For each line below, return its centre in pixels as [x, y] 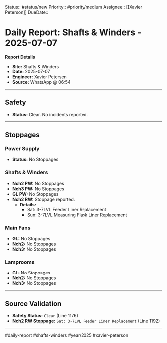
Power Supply [22, 149]
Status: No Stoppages [35, 160]
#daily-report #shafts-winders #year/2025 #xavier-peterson [67, 335]
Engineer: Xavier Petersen [40, 77]
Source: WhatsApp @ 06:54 [41, 82]
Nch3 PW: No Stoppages [38, 189]
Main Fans [18, 228]
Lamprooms [20, 262]
